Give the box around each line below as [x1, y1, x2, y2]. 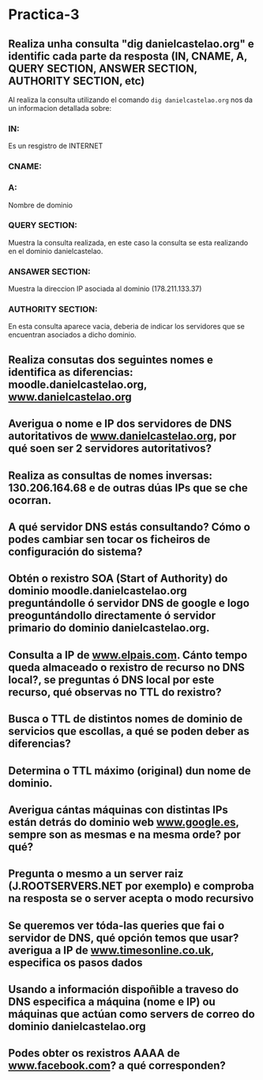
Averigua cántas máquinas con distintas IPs [8, 803, 229, 817]
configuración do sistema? [8, 544, 143, 559]
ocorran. [8, 493, 52, 507]
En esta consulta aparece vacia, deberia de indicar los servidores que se [8, 322, 245, 332]
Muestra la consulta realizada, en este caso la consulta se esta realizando [8, 237, 249, 247]
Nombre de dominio [8, 200, 73, 210]
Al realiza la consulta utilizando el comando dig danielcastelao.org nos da [8, 95, 253, 104]
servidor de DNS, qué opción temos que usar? [8, 931, 239, 945]
